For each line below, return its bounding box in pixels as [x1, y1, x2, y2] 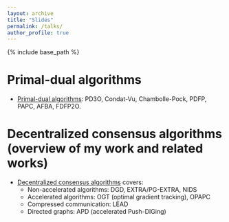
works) [7, 155, 48, 171]
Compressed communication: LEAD [27, 200, 129, 208]
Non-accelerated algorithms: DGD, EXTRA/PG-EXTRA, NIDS [27, 186, 197, 194]
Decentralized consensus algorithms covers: [17, 178, 144, 186]
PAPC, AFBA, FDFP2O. [17, 102, 81, 111]
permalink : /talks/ [7, 23, 63, 30]
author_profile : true [7, 29, 69, 36]
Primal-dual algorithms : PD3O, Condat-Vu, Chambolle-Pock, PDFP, [17, 95, 207, 103]
